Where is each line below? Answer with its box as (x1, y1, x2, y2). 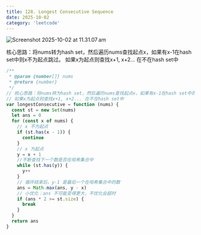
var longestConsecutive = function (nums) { (6, 101, 119, 108)
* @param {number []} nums (8, 74, 74, 80)
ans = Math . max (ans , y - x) (17, 185, 87, 191)
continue (22, 135, 44, 141)
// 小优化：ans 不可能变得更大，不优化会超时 (17, 190, 116, 196)
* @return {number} (8, 79, 58, 86)
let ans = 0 (11, 112, 42, 118)
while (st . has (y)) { (17, 163, 68, 169)
